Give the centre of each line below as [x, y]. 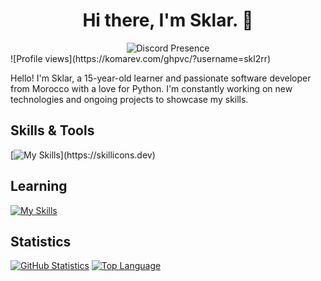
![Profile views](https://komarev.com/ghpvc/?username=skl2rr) [141, 58]
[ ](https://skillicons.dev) [83, 155]
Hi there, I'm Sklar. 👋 [168, 20]
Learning [39, 186]
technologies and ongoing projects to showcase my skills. [129, 99]
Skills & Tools [52, 130]
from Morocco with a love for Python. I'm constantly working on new [151, 88]
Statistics [41, 241]
